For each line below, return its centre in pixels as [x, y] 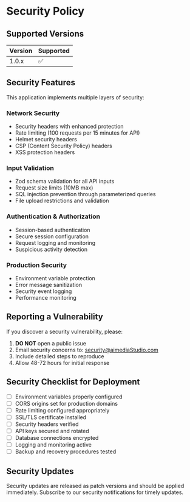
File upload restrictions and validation [62, 201]
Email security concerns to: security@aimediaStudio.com [87, 350]
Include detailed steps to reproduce [59, 356]
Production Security [37, 265]
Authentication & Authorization [53, 216]
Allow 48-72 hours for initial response [62, 362]
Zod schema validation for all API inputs [65, 182]
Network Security [33, 113]
